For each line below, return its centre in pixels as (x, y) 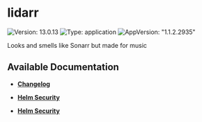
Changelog (34, 84)
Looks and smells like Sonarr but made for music (77, 45)
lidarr (23, 13)
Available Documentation (63, 67)
